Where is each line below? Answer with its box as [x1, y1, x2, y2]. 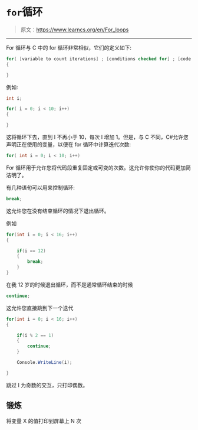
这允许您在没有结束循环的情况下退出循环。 [6, 207, 110, 214]
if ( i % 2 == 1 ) [16, 332, 54, 338]
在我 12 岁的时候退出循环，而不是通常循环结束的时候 [6, 281, 134, 288]
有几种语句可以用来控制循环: [6, 184, 75, 191]
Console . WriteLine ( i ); [16, 360, 72, 366]
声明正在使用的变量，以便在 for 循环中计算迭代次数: [6, 141, 131, 148]
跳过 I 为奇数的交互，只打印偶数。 [6, 382, 88, 389]
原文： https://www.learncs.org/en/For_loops [20, 26, 129, 33]
